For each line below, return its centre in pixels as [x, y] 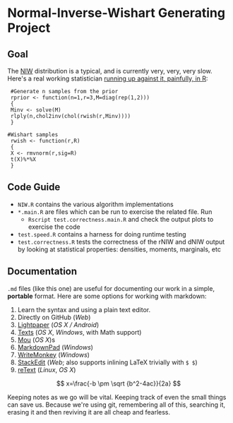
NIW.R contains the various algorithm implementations [96, 204]
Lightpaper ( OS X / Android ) [58, 324]
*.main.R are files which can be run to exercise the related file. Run [115, 211]
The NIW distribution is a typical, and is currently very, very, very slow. [110, 71]
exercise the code [54, 227]
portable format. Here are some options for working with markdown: [107, 296]
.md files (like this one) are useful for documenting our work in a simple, [111, 288]
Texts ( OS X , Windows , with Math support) [79, 332]
